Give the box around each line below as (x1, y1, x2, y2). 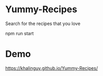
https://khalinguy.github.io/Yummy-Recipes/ (5, 65, 98, 71)
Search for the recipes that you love (5, 20, 81, 27)
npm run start (5, 30, 34, 36)
